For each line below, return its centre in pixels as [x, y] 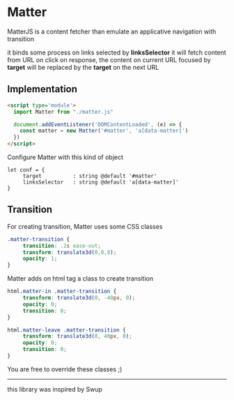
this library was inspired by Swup [55, 389]
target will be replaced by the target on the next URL [83, 67]
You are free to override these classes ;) [65, 369]
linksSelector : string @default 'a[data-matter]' [101, 182]
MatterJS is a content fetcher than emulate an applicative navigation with [112, 31]
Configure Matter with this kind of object [65, 157]
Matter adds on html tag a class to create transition [80, 279]
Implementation [42, 89]
